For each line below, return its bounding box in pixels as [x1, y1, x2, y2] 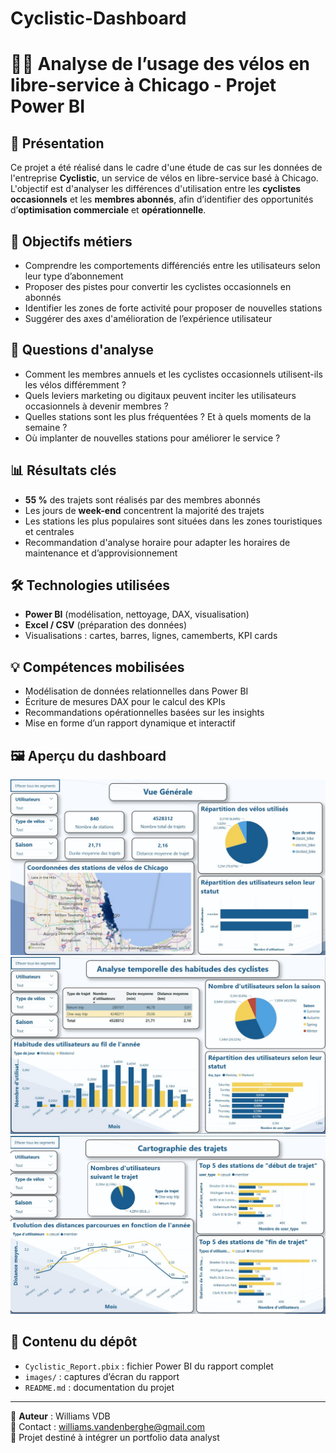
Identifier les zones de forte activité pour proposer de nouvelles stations [24, 302, 323, 314]
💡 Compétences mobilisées [10, 658, 185, 676]
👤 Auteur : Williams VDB [10, 1410, 111, 1422]
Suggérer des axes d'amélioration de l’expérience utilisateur [24, 313, 273, 324]
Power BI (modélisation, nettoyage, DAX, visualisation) [24, 608, 250, 621]
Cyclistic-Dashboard [10, 7, 187, 30]
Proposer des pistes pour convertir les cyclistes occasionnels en [24, 281, 292, 292]
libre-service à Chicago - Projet [10, 74, 277, 97]
